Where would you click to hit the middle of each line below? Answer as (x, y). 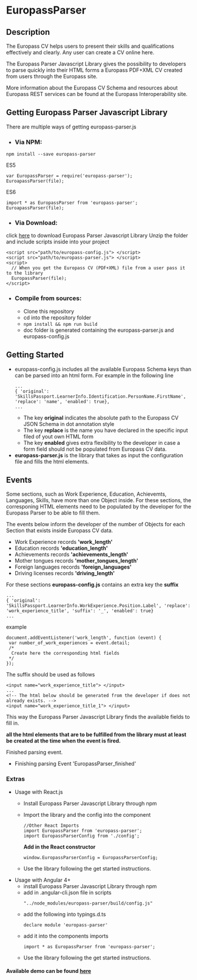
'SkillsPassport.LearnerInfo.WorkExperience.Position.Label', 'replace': (98, 606)
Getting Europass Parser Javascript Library (87, 113)
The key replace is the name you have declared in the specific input (106, 430)
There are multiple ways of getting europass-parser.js (71, 127)
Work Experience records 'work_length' (64, 542)
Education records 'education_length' (61, 548)
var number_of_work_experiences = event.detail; (69, 643)
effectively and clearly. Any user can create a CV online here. (80, 52)
